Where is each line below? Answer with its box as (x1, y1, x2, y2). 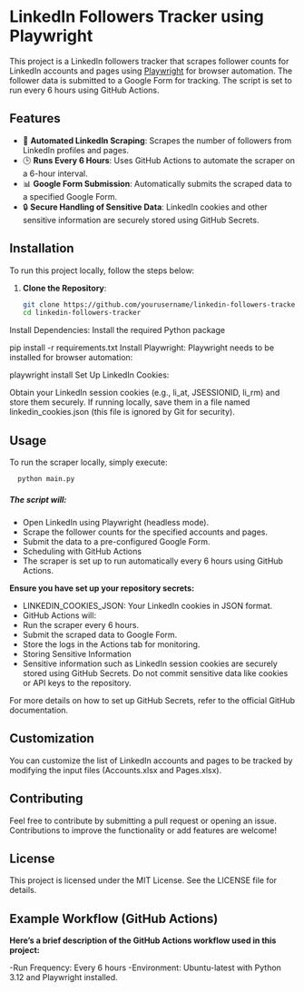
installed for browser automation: (9, 352, 133, 363)
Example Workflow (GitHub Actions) (9, 910, 219, 927)
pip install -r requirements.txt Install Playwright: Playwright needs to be (9, 342, 275, 353)
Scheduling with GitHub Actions (22, 545, 142, 556)
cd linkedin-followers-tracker (22, 309, 142, 318)
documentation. (9, 704, 69, 715)
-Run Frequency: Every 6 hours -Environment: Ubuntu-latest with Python (9, 962, 281, 973)
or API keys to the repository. (22, 677, 132, 688)
